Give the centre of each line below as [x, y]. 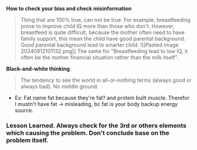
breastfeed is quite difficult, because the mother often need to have [102, 32]
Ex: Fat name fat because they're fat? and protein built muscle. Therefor [102, 98]
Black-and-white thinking [38, 69]
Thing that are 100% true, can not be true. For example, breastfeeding [105, 20]
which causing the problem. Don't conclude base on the [88, 133]
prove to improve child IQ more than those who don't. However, [98, 26]
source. [24, 110]
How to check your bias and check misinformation [69, 9]
